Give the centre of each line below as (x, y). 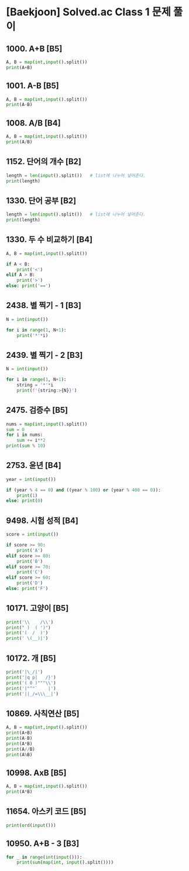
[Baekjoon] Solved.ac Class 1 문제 (89, 12)
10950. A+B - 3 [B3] (43, 844)
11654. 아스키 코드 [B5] (46, 812)
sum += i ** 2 (31, 440)
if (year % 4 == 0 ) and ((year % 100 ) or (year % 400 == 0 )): (83, 490)
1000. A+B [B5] (34, 48)
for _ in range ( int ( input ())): (44, 857)
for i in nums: (25, 435)
